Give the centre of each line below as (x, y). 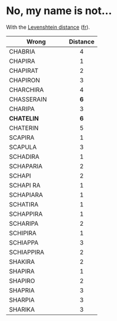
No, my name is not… (59, 11)
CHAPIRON (24, 80)
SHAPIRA (22, 271)
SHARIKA (22, 309)
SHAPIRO (22, 280)
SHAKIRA (22, 262)
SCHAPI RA (25, 185)
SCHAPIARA (26, 195)
